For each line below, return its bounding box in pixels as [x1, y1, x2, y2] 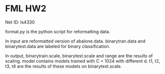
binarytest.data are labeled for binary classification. [5, 43, 110, 49]
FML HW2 [5, 3, 47, 14]
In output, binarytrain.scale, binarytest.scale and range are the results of [5, 52, 153, 59]
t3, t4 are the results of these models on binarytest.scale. [5, 63, 122, 69]
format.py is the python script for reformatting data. [5, 28, 110, 34]
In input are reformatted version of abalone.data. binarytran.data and [5, 38, 146, 44]
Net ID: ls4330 [5, 19, 35, 25]
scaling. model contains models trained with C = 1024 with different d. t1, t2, [5, 58, 160, 64]
